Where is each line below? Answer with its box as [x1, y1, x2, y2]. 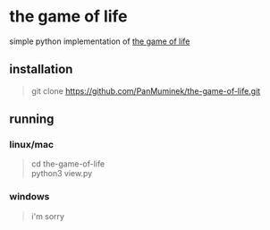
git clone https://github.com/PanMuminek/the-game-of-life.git [30, 85, 261, 96]
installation [9, 62, 73, 77]
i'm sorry [30, 210, 65, 221]
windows [9, 191, 50, 203]
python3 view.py [30, 168, 93, 179]
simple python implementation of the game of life [9, 36, 190, 47]
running [9, 112, 55, 127]
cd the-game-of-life [30, 158, 105, 169]
